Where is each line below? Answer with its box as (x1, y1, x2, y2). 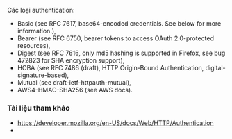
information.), (17, 27, 57, 35)
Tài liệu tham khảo (7, 103, 70, 113)
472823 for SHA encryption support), (17, 56, 125, 65)
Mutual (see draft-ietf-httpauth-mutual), (17, 79, 132, 86)
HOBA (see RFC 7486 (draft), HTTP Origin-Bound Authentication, (17, 64, 204, 72)
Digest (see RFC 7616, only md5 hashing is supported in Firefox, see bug (17, 49, 226, 57)
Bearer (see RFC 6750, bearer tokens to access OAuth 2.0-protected (17, 34, 214, 42)
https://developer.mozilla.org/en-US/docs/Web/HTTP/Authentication (17, 119, 214, 127)
